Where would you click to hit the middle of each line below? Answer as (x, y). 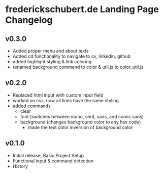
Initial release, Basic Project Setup (48, 155)
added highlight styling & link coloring (52, 61)
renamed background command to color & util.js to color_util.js (78, 67)
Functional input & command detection (53, 161)
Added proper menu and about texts (51, 51)
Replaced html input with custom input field (58, 95)
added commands (31, 106)
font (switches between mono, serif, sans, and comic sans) (82, 116)
